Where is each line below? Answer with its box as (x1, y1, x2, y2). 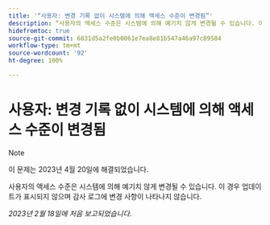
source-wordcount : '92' (8, 49, 89, 57)
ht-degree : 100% (8, 57, 63, 65)
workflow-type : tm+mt (8, 42, 81, 50)
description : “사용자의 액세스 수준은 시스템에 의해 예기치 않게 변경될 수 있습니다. (8, 19, 255, 27)
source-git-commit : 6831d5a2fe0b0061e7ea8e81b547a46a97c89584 (8, 34, 222, 43)
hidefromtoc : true (8, 27, 70, 35)
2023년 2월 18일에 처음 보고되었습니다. (8, 208, 132, 218)
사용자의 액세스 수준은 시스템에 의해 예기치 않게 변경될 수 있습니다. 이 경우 (8, 182, 240, 191)
